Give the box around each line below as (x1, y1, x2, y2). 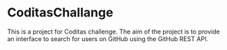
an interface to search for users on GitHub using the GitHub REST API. (7, 34, 209, 42)
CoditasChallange (7, 5, 113, 21)
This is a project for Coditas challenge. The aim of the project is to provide (7, 27, 221, 36)
